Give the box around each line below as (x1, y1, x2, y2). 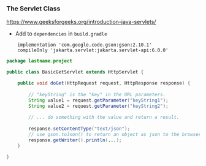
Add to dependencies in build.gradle (15, 30, 107, 37)
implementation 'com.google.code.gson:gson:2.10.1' (17, 42, 152, 48)
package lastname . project (6, 58, 72, 64)
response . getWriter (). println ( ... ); (28, 137, 122, 143)
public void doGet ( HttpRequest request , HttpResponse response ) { (17, 80, 191, 86)
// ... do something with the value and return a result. (28, 115, 180, 121)
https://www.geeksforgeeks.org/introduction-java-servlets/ (6, 18, 156, 26)
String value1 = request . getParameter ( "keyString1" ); (28, 97, 169, 104)
